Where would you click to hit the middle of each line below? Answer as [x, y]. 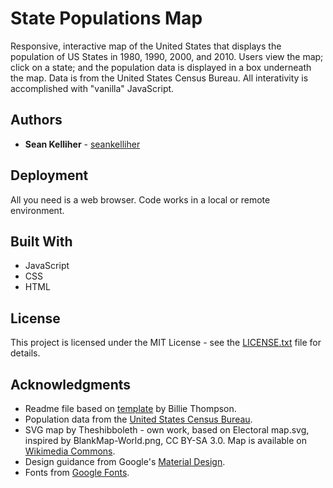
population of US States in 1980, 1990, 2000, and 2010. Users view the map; [167, 56]
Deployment [49, 175]
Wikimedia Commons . [70, 451]
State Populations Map [106, 18]
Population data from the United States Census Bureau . [138, 419]
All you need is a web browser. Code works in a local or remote [140, 199]
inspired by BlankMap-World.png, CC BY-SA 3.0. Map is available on [166, 440]
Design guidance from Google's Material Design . [125, 461]
